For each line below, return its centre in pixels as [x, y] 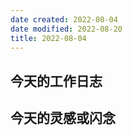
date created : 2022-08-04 [64, 19]
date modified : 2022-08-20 [66, 29]
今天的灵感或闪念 [63, 118]
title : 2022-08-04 [48, 38]
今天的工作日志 [56, 81]
